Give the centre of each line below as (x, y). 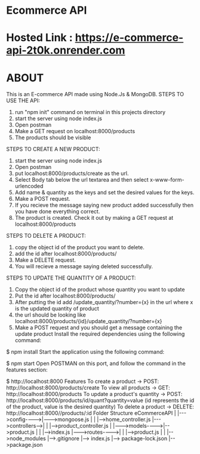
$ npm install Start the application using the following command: (85, 352)
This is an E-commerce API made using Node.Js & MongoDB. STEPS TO (95, 94)
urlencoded (29, 186)
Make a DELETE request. (45, 260)
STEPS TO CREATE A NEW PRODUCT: (53, 149)
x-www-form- (167, 180)
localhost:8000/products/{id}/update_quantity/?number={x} (88, 321)
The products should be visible (53, 137)
